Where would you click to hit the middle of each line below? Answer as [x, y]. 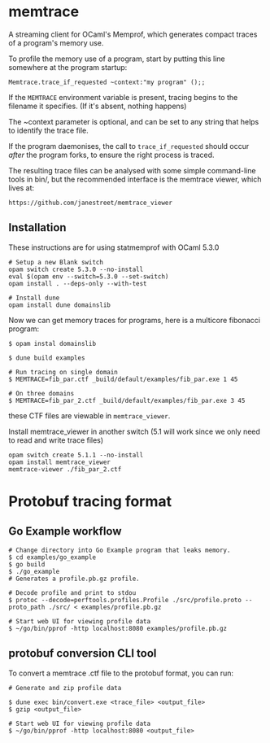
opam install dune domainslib [60, 305]
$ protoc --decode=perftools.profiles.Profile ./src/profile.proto [125, 600]
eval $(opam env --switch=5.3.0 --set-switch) [89, 276]
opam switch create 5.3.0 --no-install [76, 269]
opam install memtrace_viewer [60, 462]
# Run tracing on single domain [63, 372]
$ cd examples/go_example [52, 557]
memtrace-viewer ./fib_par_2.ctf [65, 469]
